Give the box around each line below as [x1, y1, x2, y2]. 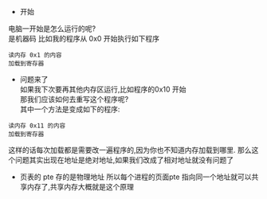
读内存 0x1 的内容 [8, 51, 62, 59]
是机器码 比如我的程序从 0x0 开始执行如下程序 [8, 34, 160, 43]
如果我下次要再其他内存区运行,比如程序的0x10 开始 [19, 84, 187, 94]
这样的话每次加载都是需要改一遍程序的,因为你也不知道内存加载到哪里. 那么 [8, 146, 253, 154]
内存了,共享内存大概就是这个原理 [26, 182, 134, 191]
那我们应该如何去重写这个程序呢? [19, 95, 129, 103]
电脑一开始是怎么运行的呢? [8, 24, 96, 33]
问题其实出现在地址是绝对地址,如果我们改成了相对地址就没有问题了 [14, 155, 234, 165]
